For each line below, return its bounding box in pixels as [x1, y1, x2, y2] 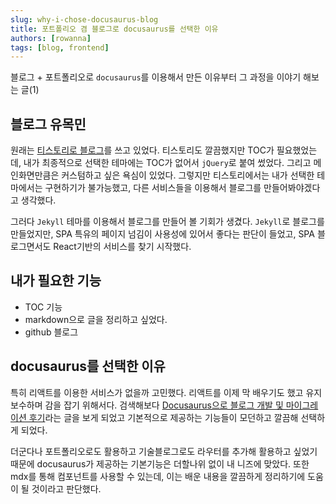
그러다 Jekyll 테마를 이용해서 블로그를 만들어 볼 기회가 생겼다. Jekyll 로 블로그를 [10, 216, 325, 228]
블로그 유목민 [10, 116, 87, 133]
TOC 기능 [24, 301, 63, 313]
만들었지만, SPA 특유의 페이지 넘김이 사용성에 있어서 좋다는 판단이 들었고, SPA [10, 228, 315, 240]
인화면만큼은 [10, 169, 60, 181]
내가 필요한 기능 [10, 272, 102, 290]
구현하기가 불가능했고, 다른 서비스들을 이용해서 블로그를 [44, 182, 262, 194]
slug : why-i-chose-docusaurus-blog [10, 14, 159, 25]
